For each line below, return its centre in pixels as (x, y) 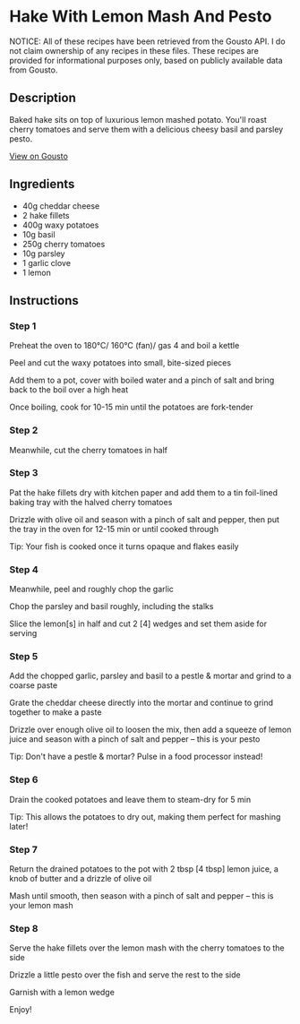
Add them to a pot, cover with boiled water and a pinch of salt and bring (142, 380)
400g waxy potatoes (60, 225)
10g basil (39, 234)
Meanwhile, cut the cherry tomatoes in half (89, 450)
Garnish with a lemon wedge (62, 993)
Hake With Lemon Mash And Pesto (141, 17)
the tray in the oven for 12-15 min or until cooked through (114, 529)
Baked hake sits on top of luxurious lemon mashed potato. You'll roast (138, 119)
